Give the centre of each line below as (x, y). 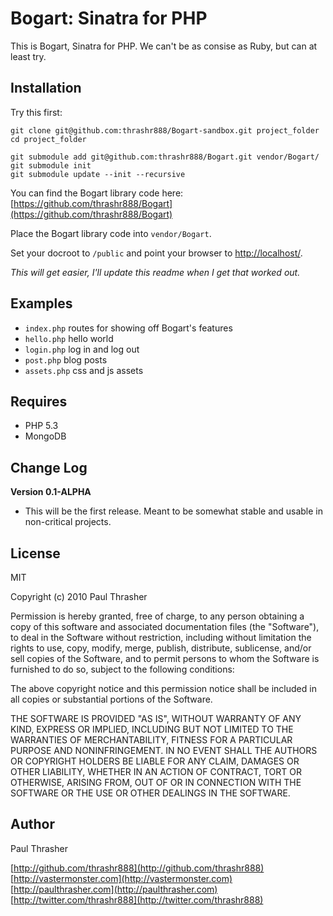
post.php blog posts (66, 359)
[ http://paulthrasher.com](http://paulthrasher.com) (114, 889)
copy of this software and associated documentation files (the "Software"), (165, 626)
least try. (28, 56)
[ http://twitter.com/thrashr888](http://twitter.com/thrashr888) (137, 899)
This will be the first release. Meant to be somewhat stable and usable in (174, 511)
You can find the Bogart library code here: (97, 193)
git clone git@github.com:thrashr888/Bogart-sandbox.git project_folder (165, 130)
